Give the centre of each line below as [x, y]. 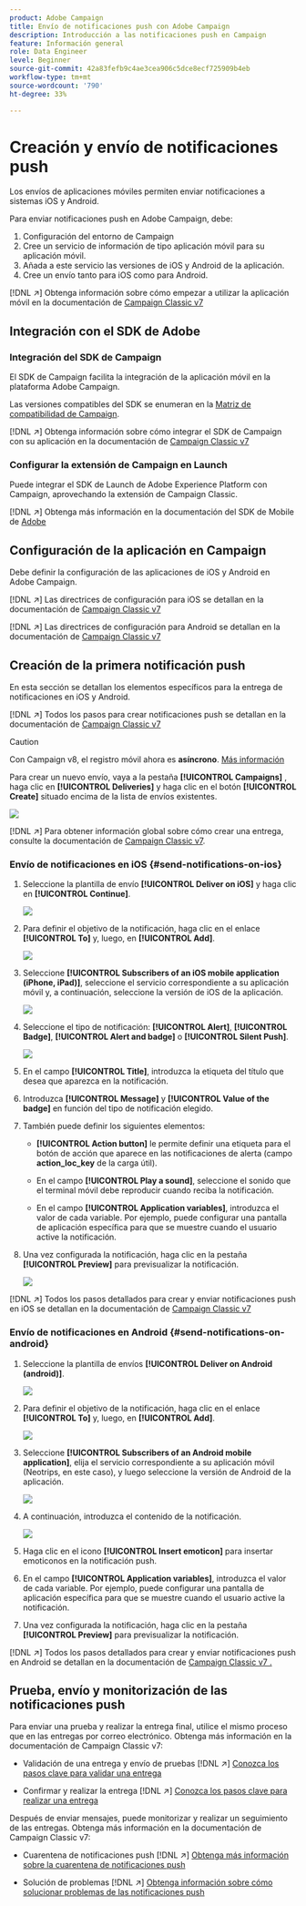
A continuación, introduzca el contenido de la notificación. [132, 1516]
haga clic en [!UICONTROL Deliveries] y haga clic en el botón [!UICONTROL [153, 787]
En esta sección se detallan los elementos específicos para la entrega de [146, 688]
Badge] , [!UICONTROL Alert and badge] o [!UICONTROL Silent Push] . [155, 1037]
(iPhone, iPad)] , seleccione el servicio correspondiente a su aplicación [156, 983]
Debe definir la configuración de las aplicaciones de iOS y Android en [140, 572]
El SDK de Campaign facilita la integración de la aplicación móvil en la [140, 377]
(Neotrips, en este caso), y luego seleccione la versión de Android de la [157, 1472]
